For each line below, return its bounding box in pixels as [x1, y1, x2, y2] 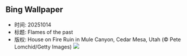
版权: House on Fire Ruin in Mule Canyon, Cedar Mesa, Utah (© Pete [14, 35, 181, 43]
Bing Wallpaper [5, 5, 63, 15]
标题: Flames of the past [14, 28, 73, 35]
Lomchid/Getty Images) [14, 43, 72, 50]
